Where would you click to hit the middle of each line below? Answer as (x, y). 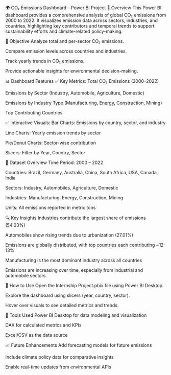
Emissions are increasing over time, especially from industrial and (74, 270)
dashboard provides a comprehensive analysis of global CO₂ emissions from (86, 15)
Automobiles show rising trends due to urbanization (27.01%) (69, 235)
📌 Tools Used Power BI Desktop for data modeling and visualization (76, 315)
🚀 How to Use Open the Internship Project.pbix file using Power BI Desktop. (85, 285)
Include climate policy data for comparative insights (59, 357)
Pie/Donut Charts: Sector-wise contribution (51, 143)
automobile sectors (26, 276)
